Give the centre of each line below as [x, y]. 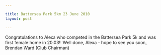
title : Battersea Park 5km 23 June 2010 [48, 14]
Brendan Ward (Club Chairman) [37, 48]
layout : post [19, 19]
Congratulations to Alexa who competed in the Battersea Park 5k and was [81, 37]
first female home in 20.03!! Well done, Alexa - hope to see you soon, [76, 42]
